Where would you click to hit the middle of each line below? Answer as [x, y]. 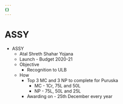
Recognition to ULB [47, 69]
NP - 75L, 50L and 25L [57, 91]
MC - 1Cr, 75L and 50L [57, 85]
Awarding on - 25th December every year [70, 96]
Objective [29, 64]
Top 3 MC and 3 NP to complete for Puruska [72, 80]
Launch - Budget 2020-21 [46, 59]
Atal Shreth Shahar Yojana [46, 53]
